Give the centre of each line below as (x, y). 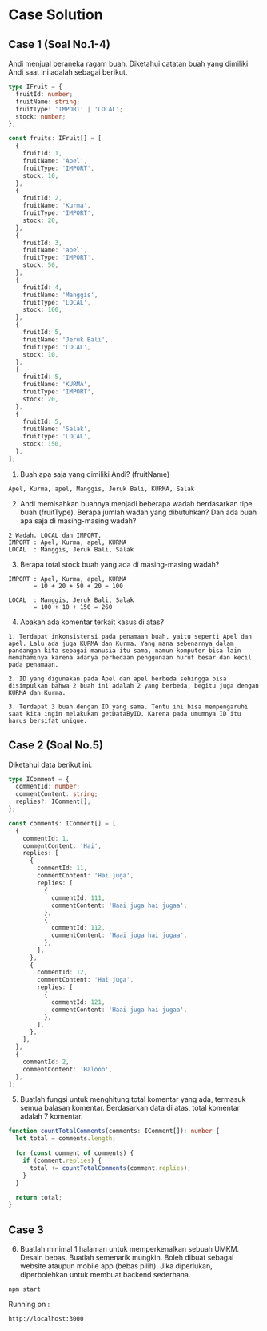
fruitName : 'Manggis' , (60, 295)
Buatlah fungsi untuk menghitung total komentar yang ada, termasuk (133, 1099)
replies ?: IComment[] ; (53, 802)
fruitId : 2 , (42, 198)
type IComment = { (39, 779)
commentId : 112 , (78, 928)
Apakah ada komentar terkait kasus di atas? (92, 622)
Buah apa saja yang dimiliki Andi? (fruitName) (95, 474)
